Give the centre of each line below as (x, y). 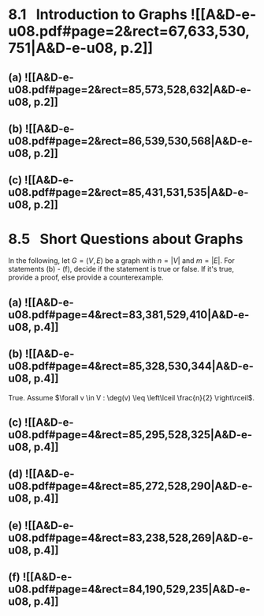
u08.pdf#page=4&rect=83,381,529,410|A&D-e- (129, 315)
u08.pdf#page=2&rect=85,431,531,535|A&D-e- (128, 192)
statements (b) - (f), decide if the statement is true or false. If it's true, (121, 269)
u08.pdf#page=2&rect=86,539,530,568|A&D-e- (131, 141)
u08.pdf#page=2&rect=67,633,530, (129, 31)
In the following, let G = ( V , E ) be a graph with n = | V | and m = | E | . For (121, 261)
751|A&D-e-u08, (63, 48)
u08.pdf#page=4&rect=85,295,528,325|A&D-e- (130, 435)
